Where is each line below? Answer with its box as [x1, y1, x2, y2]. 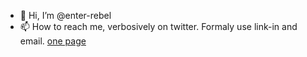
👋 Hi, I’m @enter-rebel [19, 10, 112, 21]
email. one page [19, 35, 87, 47]
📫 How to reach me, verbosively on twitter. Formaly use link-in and [19, 21, 298, 32]
